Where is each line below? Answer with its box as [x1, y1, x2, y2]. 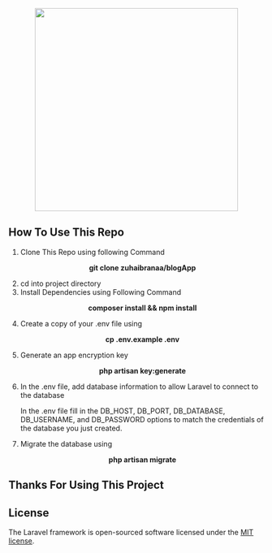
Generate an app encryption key [19, 350, 128, 360]
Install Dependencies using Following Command [19, 287, 181, 296]
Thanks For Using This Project [8, 478, 164, 492]
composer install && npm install [88, 303, 197, 313]
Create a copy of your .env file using [19, 318, 143, 328]
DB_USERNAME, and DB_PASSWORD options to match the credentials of [19, 414, 264, 424]
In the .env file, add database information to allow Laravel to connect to [19, 382, 258, 391]
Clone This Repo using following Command [19, 247, 165, 257]
